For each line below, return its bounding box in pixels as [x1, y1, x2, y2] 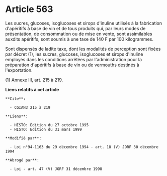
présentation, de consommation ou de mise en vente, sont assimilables [5, 31, 152, 37]
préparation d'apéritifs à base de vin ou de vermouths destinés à [5, 62, 139, 68]
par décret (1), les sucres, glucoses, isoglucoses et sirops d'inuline [5, 51, 143, 57]
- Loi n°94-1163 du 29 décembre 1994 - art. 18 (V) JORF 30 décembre [10, 144, 158, 149]
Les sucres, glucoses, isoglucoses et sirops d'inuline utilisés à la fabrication [5, 20, 162, 26]
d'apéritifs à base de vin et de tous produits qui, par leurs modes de [5, 25, 146, 31]
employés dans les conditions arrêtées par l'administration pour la [5, 56, 142, 62]
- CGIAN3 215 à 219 [10, 105, 51, 110]
